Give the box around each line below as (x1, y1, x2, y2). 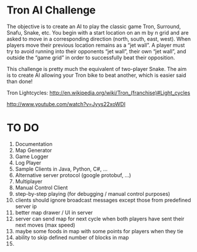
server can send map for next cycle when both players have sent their (15, 215, 185, 222)
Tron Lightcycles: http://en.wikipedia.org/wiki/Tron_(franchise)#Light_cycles (6, 89, 191, 96)
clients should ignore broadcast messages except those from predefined (15, 196, 191, 203)
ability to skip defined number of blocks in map (15, 234, 129, 241)
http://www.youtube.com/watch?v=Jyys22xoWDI (6, 100, 125, 107)
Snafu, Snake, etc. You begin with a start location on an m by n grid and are (6, 29, 189, 36)
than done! (6, 77, 33, 85)
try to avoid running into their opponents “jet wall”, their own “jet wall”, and (6, 47, 186, 55)
